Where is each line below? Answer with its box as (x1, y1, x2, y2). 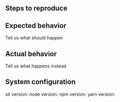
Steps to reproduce (5, 4, 68, 13)
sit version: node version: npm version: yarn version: (5, 91, 115, 97)
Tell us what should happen (5, 35, 63, 41)
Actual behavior (5, 49, 57, 58)
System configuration (5, 78, 76, 86)
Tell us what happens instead (5, 63, 67, 69)
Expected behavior (5, 21, 67, 30)
